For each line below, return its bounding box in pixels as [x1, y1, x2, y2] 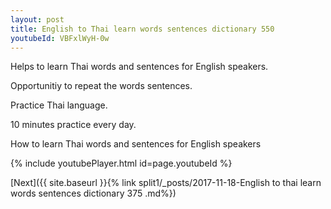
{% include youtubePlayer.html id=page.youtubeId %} [10, 157, 233, 170]
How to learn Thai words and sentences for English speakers [10, 138, 262, 150]
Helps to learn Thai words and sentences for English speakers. [10, 61, 269, 73]
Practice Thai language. [10, 99, 108, 111]
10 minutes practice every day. [10, 119, 137, 131]
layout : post [10, 14, 65, 25]
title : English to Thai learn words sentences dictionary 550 [10, 24, 275, 34]
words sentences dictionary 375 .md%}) [10, 187, 177, 200]
